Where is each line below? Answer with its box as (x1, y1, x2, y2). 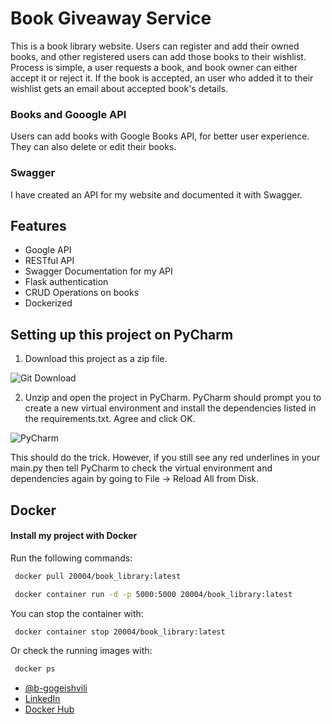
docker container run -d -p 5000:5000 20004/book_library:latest (14, 589, 293, 599)
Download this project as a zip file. (24, 353, 168, 365)
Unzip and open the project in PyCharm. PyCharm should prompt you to (24, 392, 322, 404)
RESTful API (24, 255, 75, 267)
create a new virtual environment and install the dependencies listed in (24, 402, 317, 414)
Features (10, 217, 67, 234)
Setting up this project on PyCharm (10, 326, 234, 343)
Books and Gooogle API (10, 107, 127, 121)
